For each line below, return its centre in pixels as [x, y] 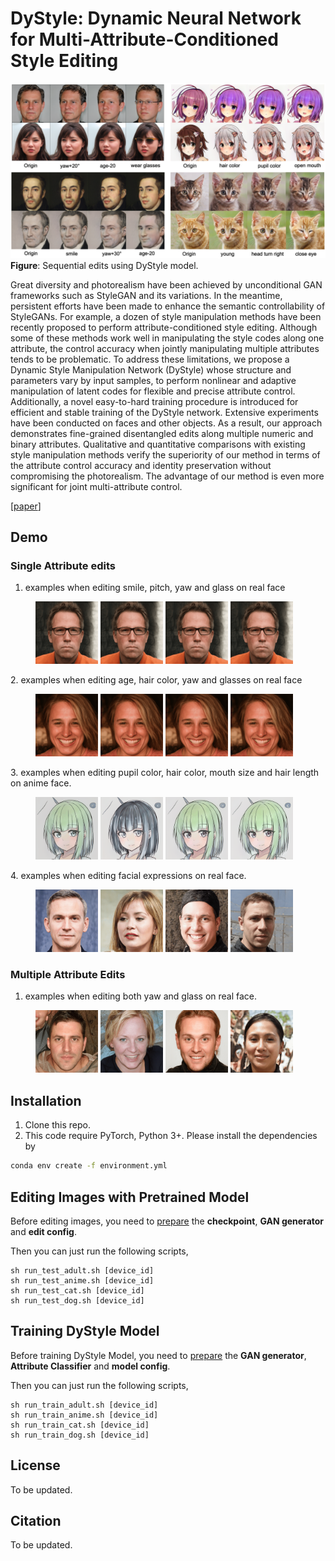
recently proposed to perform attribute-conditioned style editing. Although [164, 327]
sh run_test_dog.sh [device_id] [77, 1300]
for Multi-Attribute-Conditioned [144, 39]
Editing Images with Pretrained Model [130, 1197]
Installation [46, 1100]
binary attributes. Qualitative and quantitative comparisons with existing [158, 444]
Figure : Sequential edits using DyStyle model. [104, 265]
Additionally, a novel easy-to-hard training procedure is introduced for [154, 401]
